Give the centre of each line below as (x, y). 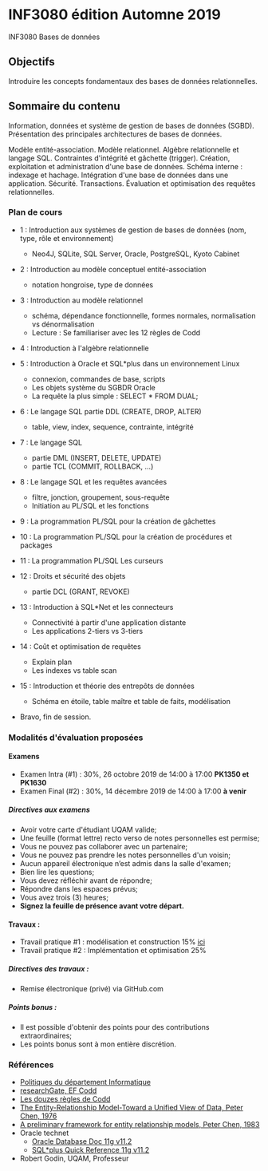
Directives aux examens (49, 809)
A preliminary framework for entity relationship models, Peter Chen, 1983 (140, 1125)
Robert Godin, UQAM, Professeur (74, 1158)
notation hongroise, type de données (93, 284)
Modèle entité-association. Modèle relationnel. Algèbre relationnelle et (124, 149)
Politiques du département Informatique (85, 1082)
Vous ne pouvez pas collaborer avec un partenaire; (104, 846)
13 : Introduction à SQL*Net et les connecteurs (97, 607)
